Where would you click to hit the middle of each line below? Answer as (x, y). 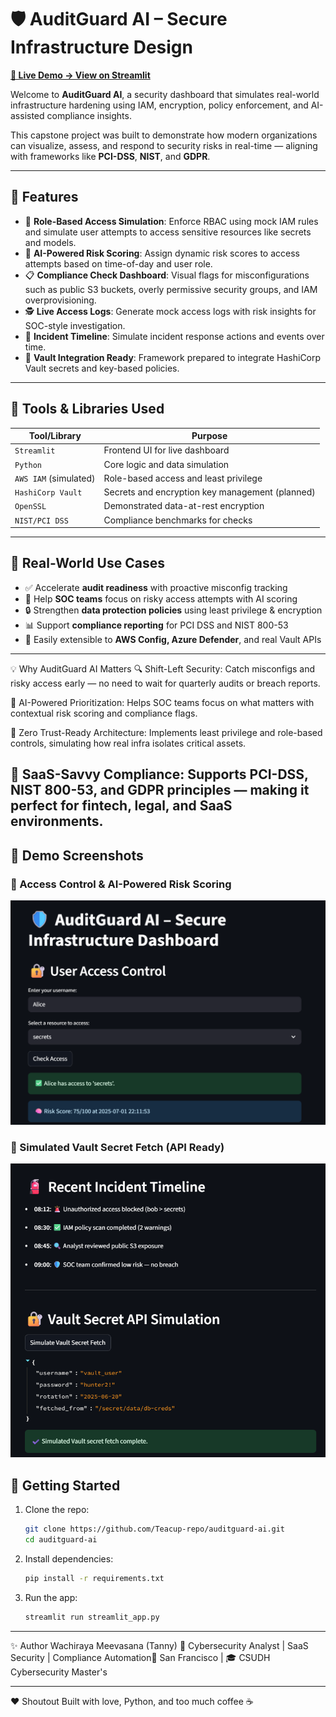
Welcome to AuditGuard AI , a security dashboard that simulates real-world (165, 94)
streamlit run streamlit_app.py (92, 1617)
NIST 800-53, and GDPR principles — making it (160, 790)
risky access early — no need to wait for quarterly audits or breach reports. (165, 683)
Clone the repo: (57, 1510)
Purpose (209, 436)
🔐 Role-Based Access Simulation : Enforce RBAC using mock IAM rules (171, 221)
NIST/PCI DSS (41, 521)
